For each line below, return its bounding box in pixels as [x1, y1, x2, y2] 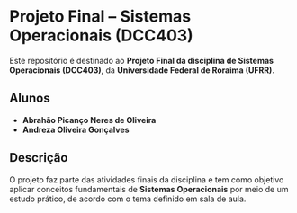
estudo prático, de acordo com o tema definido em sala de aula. [9, 193, 247, 204]
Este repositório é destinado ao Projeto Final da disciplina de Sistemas [9, 55, 274, 66]
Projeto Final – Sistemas [9, 6, 192, 27]
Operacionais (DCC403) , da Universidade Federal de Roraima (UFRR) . [9, 65, 274, 75]
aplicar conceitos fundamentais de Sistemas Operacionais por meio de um [9, 183, 289, 194]
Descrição [9, 150, 68, 165]
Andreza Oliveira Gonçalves [22, 124, 130, 135]
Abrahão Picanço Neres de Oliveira [22, 114, 157, 125]
